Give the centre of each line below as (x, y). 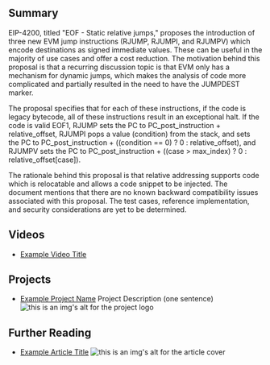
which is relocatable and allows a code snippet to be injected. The (118, 184)
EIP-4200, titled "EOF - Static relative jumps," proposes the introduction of (132, 32)
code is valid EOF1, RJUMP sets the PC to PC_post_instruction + (115, 125)
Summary (33, 13)
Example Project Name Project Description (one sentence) (116, 299)
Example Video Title (53, 254)
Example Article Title (54, 352)
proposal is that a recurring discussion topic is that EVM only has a (119, 67)
